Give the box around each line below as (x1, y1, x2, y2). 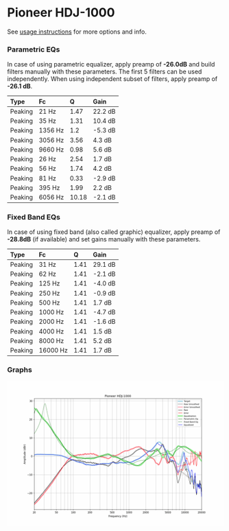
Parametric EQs (7, 45, 60, 54)
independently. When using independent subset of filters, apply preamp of (7, 75, 218, 83)
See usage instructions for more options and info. (7, 27, 147, 36)
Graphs (7, 365, 32, 375)
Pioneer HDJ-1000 (7, 5, 115, 21)
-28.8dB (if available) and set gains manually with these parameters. (7, 235, 201, 244)
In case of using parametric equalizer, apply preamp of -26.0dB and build (7, 60, 215, 69)
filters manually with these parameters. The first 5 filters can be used (7, 67, 202, 76)
